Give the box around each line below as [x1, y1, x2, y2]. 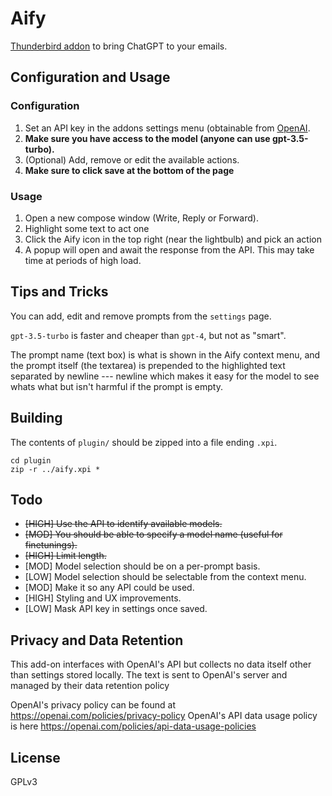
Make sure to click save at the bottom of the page [24, 164, 235, 176]
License [10, 749, 61, 766]
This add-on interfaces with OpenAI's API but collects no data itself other [10, 658, 312, 671]
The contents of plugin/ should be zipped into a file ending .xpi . [10, 436, 278, 448]
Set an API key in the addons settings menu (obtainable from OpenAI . [24, 122, 311, 134]
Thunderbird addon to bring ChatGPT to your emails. [10, 40, 228, 52]
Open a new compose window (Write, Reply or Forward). [24, 212, 259, 224]
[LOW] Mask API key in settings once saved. [24, 603, 208, 615]
